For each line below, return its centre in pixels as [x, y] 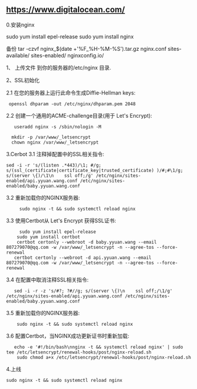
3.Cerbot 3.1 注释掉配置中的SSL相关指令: [55, 154]
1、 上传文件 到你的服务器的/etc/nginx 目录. [59, 67]
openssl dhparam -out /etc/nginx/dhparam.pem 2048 [72, 104]
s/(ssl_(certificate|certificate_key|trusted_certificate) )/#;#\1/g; [95, 170]
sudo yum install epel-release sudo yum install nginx [70, 36]
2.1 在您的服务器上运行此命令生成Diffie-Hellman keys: [71, 93]
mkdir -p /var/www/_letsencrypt [51, 137]
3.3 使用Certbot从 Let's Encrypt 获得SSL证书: [61, 221]
